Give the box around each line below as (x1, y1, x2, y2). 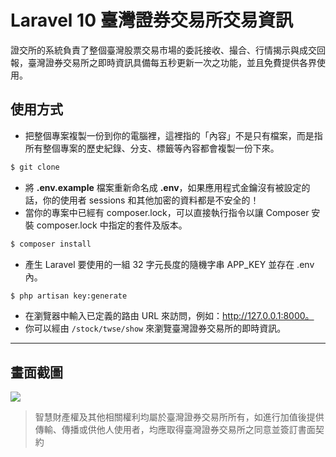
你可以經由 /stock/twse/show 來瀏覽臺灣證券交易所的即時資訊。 (24, 322, 287, 335)
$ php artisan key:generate (10, 291, 128, 301)
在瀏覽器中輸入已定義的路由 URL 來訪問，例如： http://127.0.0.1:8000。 (24, 310, 315, 322)
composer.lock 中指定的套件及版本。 (36, 219, 188, 231)
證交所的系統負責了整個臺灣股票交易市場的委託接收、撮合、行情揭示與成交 (10, 44, 317, 56)
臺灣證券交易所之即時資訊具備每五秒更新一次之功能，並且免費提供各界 (27, 56, 317, 68)
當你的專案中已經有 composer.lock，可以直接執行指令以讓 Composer (24, 206, 310, 218)
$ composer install (10, 239, 92, 249)
